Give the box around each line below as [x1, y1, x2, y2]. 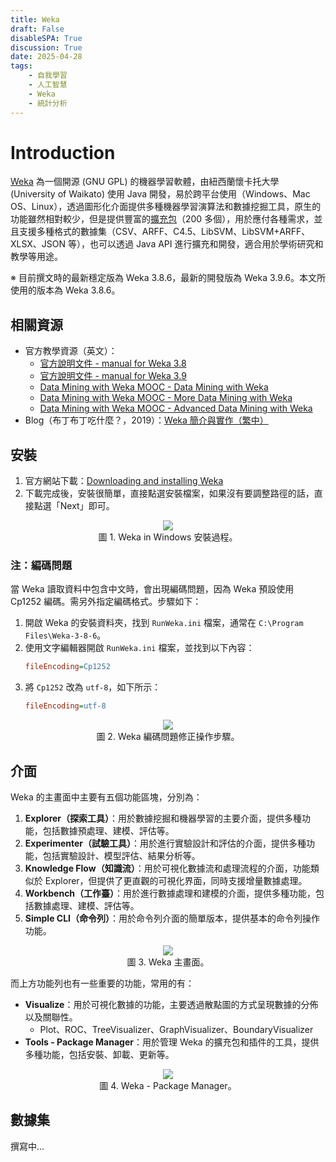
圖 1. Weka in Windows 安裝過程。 [98, 531, 238, 543]
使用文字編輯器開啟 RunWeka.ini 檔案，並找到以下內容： [24, 642, 255, 654]
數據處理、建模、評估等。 [33, 899, 140, 911]
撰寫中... [10, 1140, 45, 1152]
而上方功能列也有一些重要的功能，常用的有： [10, 977, 195, 989]
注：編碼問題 [10, 558, 73, 572]
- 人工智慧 [28, 80, 68, 90]
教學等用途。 [10, 251, 63, 263]
